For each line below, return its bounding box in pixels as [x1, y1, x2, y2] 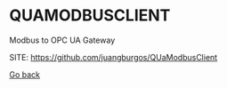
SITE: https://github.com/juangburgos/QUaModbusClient [9, 52, 218, 62]
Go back [9, 68, 41, 80]
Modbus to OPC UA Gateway [9, 35, 116, 45]
